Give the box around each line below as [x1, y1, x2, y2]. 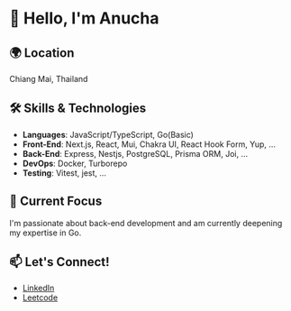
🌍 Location [9, 45, 75, 60]
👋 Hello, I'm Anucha [9, 8, 159, 29]
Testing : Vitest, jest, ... [22, 167, 106, 178]
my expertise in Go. [9, 227, 82, 238]
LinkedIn [22, 283, 55, 294]
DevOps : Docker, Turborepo [22, 158, 128, 169]
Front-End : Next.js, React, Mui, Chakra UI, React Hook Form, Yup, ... [22, 139, 277, 150]
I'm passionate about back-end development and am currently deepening [9, 217, 283, 228]
